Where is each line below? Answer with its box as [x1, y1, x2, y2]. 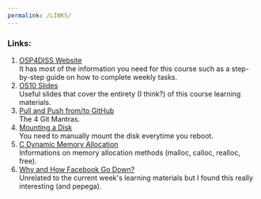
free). [18, 156, 37, 166]
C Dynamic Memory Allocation [18, 139, 119, 148]
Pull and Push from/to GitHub [18, 106, 115, 115]
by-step [18, 72, 45, 81]
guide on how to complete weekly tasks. [46, 72, 178, 81]
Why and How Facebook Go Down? [18, 164, 135, 174]
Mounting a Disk [18, 122, 73, 132]
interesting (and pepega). [18, 181, 102, 190]
